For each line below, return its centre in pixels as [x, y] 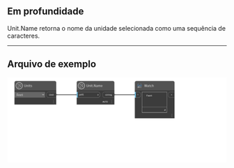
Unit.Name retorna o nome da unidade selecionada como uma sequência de [117, 28]
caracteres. [24, 36]
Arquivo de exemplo [52, 64]
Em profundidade [46, 12]
